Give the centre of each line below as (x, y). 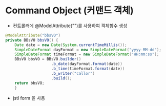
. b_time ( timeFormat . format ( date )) (88, 69)
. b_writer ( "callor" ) (73, 73)
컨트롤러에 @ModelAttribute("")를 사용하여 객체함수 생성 (70, 26)
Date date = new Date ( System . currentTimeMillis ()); (71, 45)
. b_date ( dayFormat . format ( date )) (87, 64)
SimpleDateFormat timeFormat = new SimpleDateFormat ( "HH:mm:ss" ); (87, 54)
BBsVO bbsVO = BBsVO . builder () (48, 59)
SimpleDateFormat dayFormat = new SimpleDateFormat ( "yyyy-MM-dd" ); (88, 50)
